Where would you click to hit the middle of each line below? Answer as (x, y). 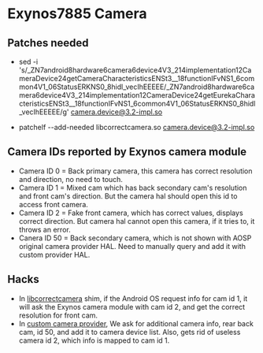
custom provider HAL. (54, 255)
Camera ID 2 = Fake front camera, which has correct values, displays (131, 213)
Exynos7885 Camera (77, 14)
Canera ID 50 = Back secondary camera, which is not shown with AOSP (135, 238)
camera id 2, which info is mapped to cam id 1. (94, 340)
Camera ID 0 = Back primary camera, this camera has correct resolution (135, 171)
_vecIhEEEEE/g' (44, 112)
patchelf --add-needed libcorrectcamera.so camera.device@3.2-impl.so (137, 127)
